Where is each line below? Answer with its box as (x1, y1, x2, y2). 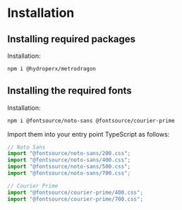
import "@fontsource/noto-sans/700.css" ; (7, 170, 131, 177)
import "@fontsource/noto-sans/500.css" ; (7, 163, 131, 171)
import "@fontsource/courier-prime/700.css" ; (7, 195, 143, 202)
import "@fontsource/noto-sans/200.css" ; (7, 150, 131, 157)
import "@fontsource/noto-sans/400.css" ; (7, 156, 131, 163)
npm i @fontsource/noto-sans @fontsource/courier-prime (7, 117, 175, 124)
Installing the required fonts (7, 85, 132, 97)
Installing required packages (7, 33, 136, 45)
